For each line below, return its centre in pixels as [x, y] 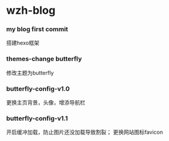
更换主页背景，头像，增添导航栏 [46, 103]
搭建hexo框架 [23, 43]
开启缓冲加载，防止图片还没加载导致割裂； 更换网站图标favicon [85, 132]
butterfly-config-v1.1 [37, 118]
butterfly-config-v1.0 [38, 89]
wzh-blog [31, 10]
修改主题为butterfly [30, 73]
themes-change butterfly [44, 59]
